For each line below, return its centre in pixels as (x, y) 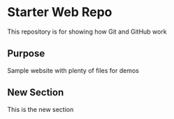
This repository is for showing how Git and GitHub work (87, 31)
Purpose (26, 54)
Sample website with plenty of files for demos (73, 70)
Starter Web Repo (60, 12)
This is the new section (41, 109)
